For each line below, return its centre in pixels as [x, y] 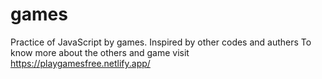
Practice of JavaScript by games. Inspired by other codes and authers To [161, 42]
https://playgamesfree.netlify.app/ [80, 63]
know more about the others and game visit [100, 52]
